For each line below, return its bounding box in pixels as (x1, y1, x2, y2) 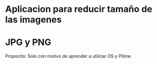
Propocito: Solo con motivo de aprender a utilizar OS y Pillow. (5, 53, 132, 59)
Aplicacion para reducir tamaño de (5, 3, 152, 15)
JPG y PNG (5, 37, 52, 48)
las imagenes (5, 14, 62, 25)
